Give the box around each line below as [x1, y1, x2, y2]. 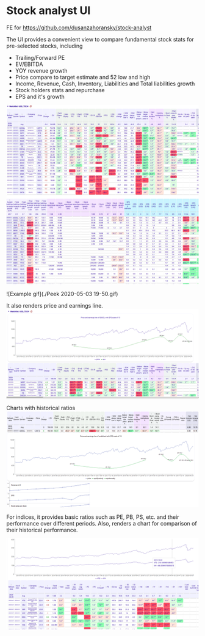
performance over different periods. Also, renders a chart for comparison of [6, 520, 197, 527]
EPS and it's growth [15, 93, 65, 100]
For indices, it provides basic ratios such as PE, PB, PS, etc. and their [6, 513, 179, 521]
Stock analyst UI [6, 4, 91, 18]
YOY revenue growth [15, 67, 68, 74]
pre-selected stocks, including [6, 42, 83, 49]
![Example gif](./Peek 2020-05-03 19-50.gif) [6, 291, 118, 298]
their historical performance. [6, 526, 78, 534]
